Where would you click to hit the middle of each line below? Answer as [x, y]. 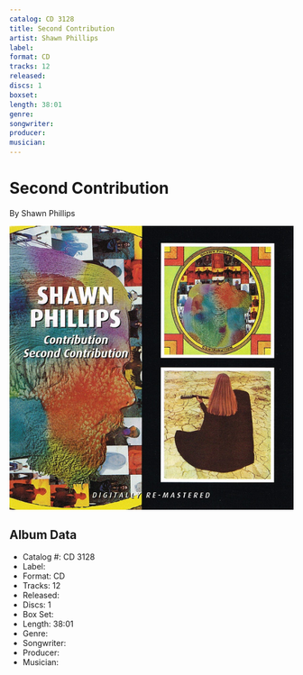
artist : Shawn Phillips [54, 38]
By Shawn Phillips [42, 213]
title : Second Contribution [62, 28]
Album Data [43, 535]
